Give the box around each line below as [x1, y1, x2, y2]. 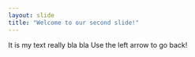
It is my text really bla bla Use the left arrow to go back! [8, 40, 188, 49]
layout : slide [8, 11, 55, 20]
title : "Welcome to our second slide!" [8, 19, 140, 27]
